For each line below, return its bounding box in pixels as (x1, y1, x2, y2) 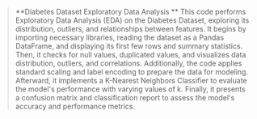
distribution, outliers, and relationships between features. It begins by (15, 24, 247, 33)
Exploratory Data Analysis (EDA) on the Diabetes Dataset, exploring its (15, 15, 250, 25)
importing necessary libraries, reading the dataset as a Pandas (15, 32, 224, 42)
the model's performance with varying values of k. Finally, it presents (15, 84, 246, 94)
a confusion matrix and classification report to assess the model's (15, 93, 235, 102)
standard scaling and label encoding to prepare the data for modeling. (15, 67, 248, 76)
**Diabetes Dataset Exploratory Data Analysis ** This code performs (15, 7, 246, 16)
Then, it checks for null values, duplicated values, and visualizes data (15, 50, 246, 59)
